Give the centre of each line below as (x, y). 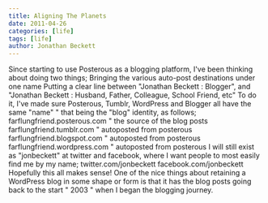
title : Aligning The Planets (57, 16)
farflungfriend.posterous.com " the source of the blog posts (108, 121)
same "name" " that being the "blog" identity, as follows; (102, 112)
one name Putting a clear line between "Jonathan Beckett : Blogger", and (130, 87)
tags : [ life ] (30, 39)
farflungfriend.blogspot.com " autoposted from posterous (104, 138)
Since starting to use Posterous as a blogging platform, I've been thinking (131, 69)
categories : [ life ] (41, 31)
